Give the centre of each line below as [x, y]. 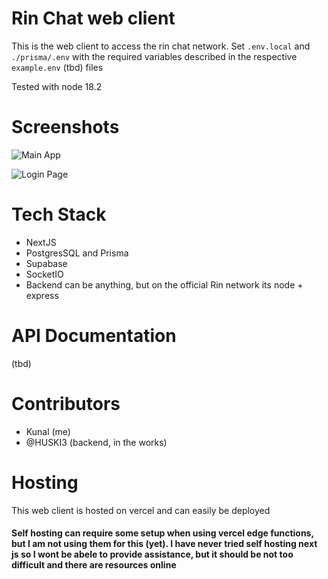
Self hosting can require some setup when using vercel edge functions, [162, 533]
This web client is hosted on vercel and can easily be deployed [141, 510]
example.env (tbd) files [57, 67]
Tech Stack [59, 214]
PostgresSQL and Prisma [77, 253]
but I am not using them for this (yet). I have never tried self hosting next [164, 544]
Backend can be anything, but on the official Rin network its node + [164, 284]
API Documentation [94, 336]
